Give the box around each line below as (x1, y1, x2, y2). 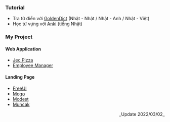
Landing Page (5, 74, 35, 80)
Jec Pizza (12, 57, 33, 63)
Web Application (5, 46, 41, 52)
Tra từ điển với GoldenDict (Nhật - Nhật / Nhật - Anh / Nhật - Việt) (12, 16, 150, 22)
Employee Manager (12, 63, 54, 69)
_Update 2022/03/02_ (118, 111, 165, 117)
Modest (12, 96, 29, 102)
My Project (5, 33, 33, 40)
